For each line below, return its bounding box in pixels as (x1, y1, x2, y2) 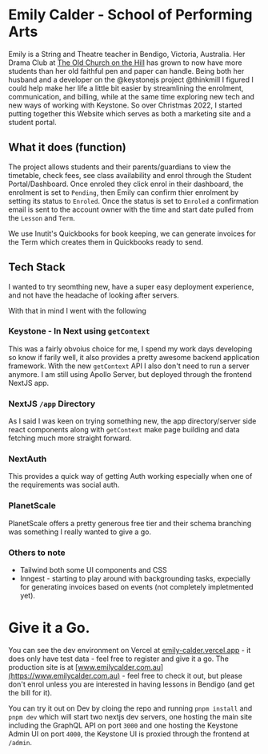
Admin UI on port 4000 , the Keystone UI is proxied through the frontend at (8, 728, 250, 739)
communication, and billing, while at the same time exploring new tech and (8, 91, 254, 101)
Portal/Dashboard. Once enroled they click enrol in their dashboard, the (8, 179, 244, 188)
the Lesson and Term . (8, 213, 76, 222)
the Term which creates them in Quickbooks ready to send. (8, 237, 204, 246)
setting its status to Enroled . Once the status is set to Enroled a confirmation (8, 196, 259, 205)
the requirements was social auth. (8, 480, 120, 490)
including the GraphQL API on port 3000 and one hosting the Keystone (8, 720, 238, 730)
